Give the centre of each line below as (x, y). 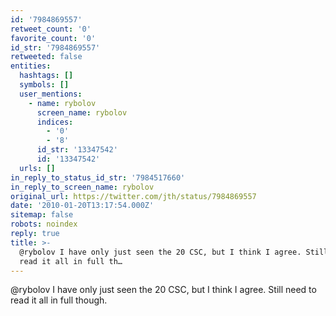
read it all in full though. (59, 300)
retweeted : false (46, 57)
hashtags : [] (46, 76)
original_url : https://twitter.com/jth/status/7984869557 (133, 196)
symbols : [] (44, 85)
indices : (55, 122)
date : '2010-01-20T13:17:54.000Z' (82, 206)
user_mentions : (51, 94)
